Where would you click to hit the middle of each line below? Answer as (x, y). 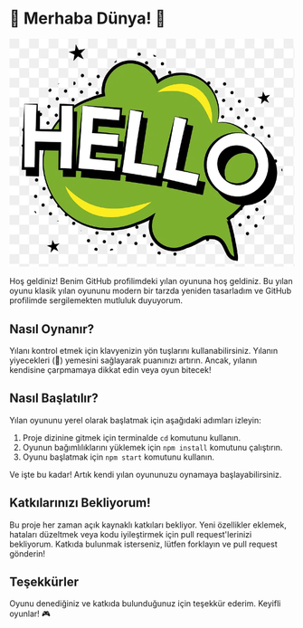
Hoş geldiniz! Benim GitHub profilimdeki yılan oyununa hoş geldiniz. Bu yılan (151, 281)
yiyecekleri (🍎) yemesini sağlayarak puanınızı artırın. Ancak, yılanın (133, 360)
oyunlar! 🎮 (30, 614)
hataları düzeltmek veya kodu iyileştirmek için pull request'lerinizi (131, 534)
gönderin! (28, 553)
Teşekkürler (44, 581)
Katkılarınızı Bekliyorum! (80, 503)
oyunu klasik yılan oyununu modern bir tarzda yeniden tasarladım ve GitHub (151, 291)
